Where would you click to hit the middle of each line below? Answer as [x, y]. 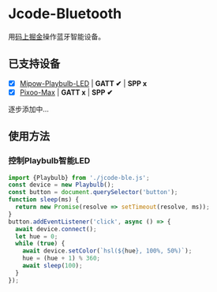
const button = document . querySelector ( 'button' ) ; [93, 193]
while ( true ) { [40, 244]
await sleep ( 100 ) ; [52, 266]
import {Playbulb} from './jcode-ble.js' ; [79, 178]
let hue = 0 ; [37, 236]
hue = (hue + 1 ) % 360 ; [62, 258]
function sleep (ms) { [44, 200]
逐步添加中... [29, 109]
